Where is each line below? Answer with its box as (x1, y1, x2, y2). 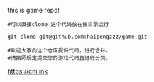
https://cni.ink (7, 67, 48, 75)
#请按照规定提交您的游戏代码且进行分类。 (7, 54, 111, 61)
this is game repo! (7, 6, 60, 14)
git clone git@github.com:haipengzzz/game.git (7, 33, 148, 40)
